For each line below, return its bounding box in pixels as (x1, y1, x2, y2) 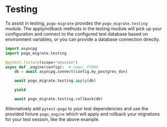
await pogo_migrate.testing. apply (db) (14, 78, 96, 84)
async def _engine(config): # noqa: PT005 (5, 65, 99, 70)
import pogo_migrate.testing (5, 50, 67, 56)
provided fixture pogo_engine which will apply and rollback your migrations (5, 111, 160, 117)
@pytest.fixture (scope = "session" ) (5, 59, 78, 65)
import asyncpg (5, 46, 37, 51)
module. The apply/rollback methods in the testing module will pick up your (5, 25, 162, 31)
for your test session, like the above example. (5, 116, 100, 122)
